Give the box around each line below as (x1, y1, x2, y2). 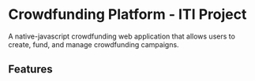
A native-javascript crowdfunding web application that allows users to (8, 31, 235, 41)
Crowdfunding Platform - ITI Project (8, 6, 247, 24)
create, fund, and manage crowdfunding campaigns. (8, 39, 179, 49)
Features (8, 63, 53, 76)
